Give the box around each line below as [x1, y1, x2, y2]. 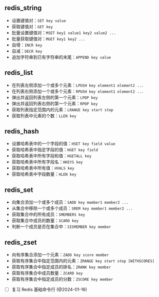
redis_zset [4, 238, 37, 246]
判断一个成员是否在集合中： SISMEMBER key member [11, 224, 111, 230]
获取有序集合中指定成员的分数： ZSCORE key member [11, 276, 113, 282]
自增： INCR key [11, 42, 42, 48]
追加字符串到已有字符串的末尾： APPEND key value [11, 54, 111, 60]
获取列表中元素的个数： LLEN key [11, 112, 77, 119]
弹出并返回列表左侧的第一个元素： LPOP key [11, 94, 98, 100]
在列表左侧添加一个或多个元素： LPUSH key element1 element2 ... [11, 82, 144, 88]
